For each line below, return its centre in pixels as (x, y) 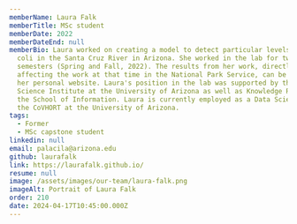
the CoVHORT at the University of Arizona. (98, 108)
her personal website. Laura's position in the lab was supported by (148, 83)
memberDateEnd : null (47, 42)
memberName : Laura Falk (53, 17)
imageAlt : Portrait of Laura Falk (73, 190)
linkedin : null (37, 140)
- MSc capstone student (61, 132)
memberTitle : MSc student (57, 26)
